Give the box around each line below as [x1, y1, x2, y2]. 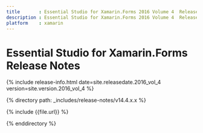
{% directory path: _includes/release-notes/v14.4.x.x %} [6, 97, 146, 104]
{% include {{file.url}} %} [6, 108, 69, 116]
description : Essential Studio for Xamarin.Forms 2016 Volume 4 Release [6, 14, 199, 20]
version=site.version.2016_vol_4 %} [6, 85, 94, 92]
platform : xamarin [6, 20, 63, 26]
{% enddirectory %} [6, 120, 56, 127]
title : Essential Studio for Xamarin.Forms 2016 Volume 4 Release [6, 8, 199, 15]
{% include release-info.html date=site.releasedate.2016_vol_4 [6, 79, 161, 86]
